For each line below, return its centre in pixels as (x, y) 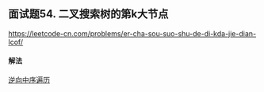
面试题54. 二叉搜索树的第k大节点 (88, 14)
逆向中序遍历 (29, 80)
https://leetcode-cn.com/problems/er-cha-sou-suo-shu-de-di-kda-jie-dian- (132, 33)
